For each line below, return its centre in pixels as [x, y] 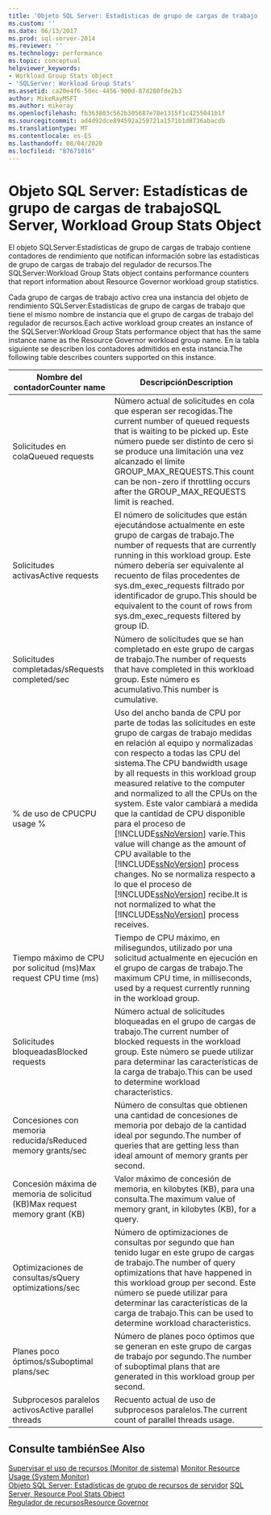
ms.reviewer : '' [35, 46]
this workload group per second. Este [185, 1283]
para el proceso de [150, 824]
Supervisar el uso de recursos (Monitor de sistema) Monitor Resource [124, 1468]
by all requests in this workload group [185, 773]
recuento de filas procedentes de [177, 575]
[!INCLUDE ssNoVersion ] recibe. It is [181, 894]
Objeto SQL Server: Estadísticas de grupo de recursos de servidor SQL [126, 1485]
